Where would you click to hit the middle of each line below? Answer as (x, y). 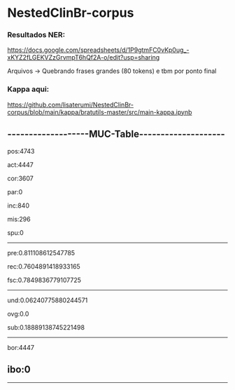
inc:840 (19, 206)
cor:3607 (20, 178)
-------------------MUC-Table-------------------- (116, 134)
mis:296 (19, 219)
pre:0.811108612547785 (41, 253)
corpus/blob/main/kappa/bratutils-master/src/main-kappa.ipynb (100, 112)
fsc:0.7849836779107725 (44, 280)
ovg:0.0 (18, 314)
